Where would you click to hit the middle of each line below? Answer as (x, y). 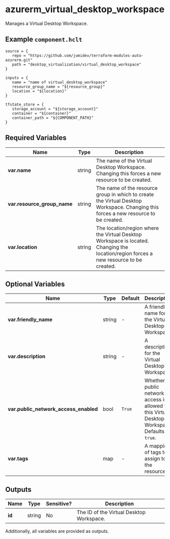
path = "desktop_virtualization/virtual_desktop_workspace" (77, 65)
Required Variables (36, 138)
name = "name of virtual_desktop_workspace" (60, 82)
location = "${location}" (39, 91)
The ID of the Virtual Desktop (111, 513)
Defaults (154, 431)
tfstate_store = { (25, 104)
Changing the (112, 247)
